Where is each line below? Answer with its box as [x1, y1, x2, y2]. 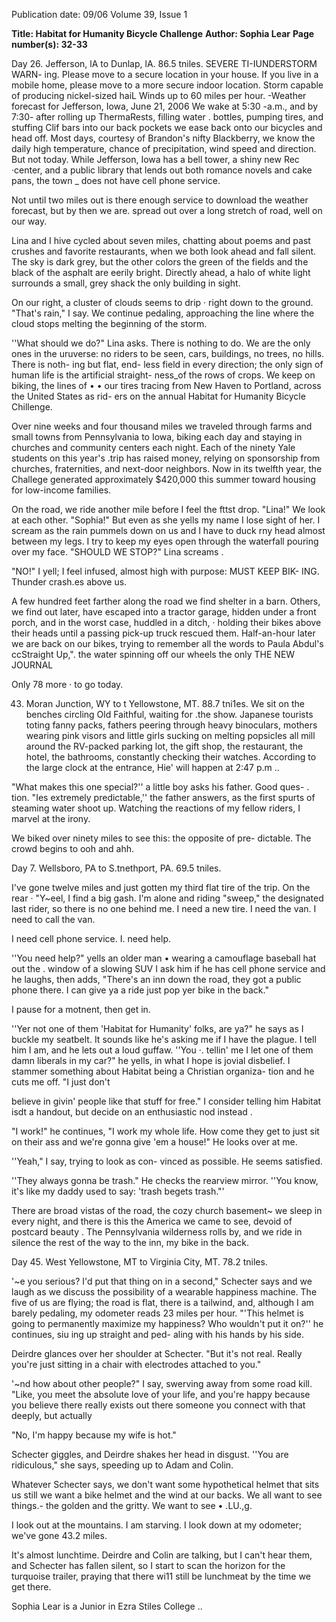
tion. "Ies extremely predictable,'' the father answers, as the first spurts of [11, 792, 316, 803]
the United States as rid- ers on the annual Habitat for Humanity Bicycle [11, 390, 306, 402]
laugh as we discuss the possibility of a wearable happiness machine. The [11, 1286, 318, 1298]
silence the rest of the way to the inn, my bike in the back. [11, 1237, 249, 1248]
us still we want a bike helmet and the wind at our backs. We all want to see [11, 1489, 323, 1501]
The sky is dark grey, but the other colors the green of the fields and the [11, 256, 309, 268]
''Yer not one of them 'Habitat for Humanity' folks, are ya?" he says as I [11, 1023, 304, 1034]
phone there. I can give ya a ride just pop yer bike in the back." [11, 984, 269, 996]
